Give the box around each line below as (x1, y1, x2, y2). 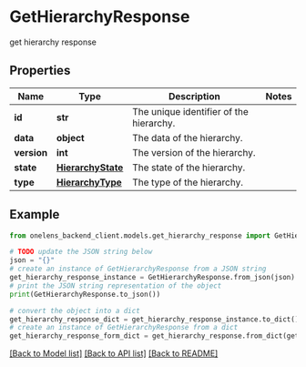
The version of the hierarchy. (131, 146, 256, 158)
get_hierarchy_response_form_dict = (9, 331, 148, 341)
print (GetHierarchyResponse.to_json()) (9, 290, 161, 299)
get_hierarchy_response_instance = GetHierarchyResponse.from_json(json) (9, 273, 296, 282)
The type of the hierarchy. (131, 176, 244, 189)
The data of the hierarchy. (131, 131, 243, 144)
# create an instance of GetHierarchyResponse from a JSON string (9, 264, 267, 274)
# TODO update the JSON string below (9, 248, 153, 257)
